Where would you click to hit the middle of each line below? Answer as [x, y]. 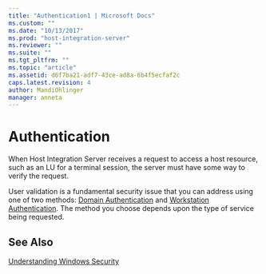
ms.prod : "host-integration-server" [69, 38]
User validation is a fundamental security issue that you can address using [131, 192]
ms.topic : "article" [43, 68]
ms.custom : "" [32, 23]
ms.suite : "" [30, 53]
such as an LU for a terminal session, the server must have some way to [127, 168]
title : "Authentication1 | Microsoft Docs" [82, 16]
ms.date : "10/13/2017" [46, 30]
